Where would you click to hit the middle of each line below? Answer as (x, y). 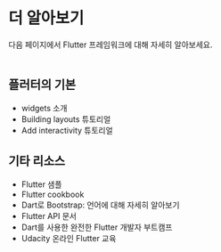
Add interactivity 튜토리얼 (67, 130)
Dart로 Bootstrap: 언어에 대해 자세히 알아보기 (100, 205)
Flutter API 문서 (49, 215)
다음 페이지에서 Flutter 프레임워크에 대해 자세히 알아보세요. (110, 45)
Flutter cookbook (53, 194)
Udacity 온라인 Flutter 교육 (69, 238)
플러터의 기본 (42, 85)
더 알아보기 (46, 18)
